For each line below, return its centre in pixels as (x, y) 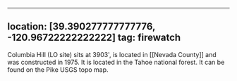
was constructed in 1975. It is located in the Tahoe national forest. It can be (116, 62)
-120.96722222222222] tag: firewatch (94, 38)
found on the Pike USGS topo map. (58, 69)
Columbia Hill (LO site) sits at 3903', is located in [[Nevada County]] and (112, 54)
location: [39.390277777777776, (81, 26)
